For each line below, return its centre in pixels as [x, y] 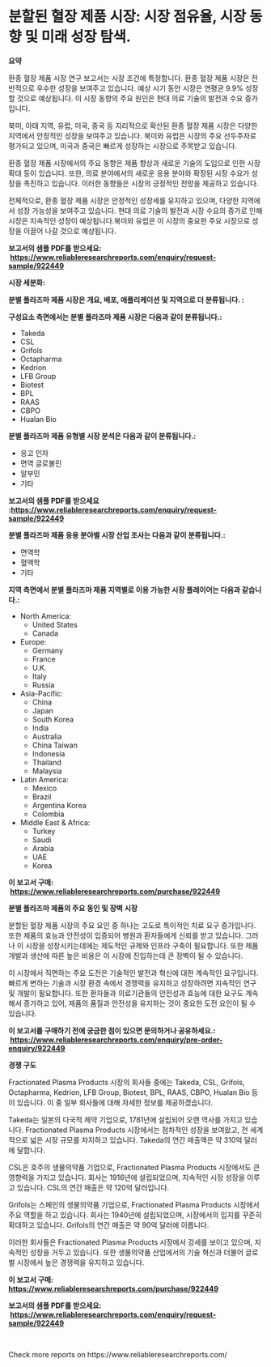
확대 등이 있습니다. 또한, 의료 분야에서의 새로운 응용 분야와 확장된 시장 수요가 [129, 173]
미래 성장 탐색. [86, 37]
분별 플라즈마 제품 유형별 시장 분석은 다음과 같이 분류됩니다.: [102, 436]
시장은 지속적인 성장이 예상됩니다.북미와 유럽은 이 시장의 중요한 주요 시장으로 [129, 220]
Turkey [44, 831]
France [44, 659]
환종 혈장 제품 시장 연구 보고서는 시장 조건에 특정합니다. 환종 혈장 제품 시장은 [129, 78]
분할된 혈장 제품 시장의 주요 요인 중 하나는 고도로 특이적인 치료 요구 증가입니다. [132, 925]
